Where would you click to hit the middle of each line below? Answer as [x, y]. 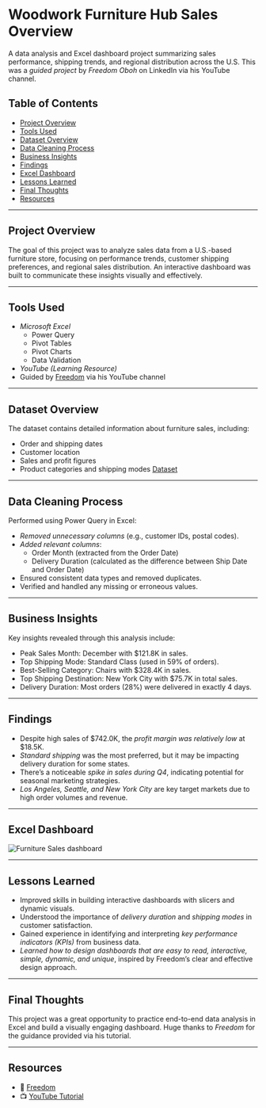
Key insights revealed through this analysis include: [92, 638]
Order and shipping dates [61, 444]
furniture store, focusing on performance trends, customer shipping [119, 258]
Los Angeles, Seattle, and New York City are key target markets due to [135, 789]
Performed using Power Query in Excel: [72, 520]
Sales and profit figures [58, 460]
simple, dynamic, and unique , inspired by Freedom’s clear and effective [136, 959]
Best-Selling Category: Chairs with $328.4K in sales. [105, 670]
